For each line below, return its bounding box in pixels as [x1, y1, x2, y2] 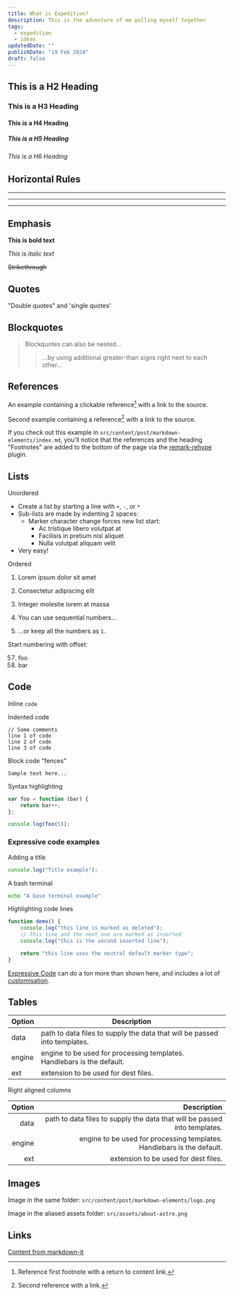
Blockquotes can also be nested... [24, 340, 122, 348]
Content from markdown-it [8, 1248, 84, 1257]
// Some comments [8, 726, 58, 733]
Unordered [8, 489, 39, 497]
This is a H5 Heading [8, 134, 69, 143]
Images [8, 1178, 41, 1189]
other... [41, 361, 63, 369]
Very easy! [17, 546, 49, 555]
